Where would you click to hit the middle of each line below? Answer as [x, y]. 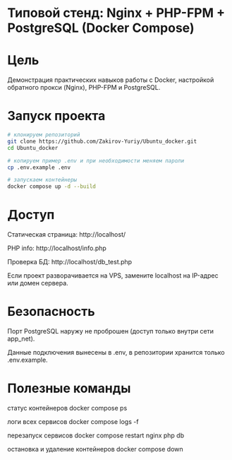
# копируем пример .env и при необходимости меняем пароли [96, 160]
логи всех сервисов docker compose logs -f [73, 421]
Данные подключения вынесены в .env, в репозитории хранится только [116, 353]
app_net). [21, 339]
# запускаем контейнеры [42, 180]
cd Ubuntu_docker [33, 148]
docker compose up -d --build [52, 187]
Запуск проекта [56, 116]
